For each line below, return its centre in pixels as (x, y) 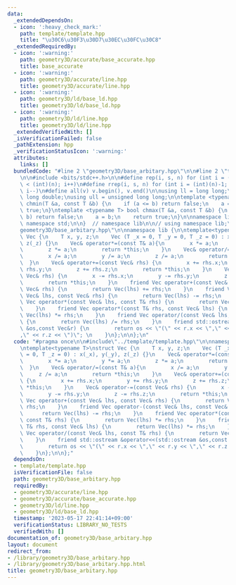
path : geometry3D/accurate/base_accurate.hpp (88, 60)
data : (15, 14)
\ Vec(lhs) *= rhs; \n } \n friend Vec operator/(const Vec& (118, 315)
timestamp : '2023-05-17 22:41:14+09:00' (73, 519)
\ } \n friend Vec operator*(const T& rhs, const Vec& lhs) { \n (124, 309)
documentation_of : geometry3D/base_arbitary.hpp (80, 538)
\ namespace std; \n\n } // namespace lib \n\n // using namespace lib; (124, 223)
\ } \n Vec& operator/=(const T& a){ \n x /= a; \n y (124, 368)
